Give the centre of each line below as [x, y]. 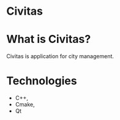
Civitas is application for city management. [60, 56]
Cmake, [25, 105]
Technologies [42, 81]
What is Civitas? [49, 39]
